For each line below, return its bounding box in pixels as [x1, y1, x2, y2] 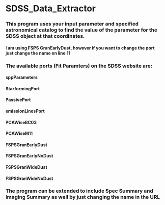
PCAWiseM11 [5, 130, 33, 136]
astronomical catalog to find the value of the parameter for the [5, 26, 158, 33]
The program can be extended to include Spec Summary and [5, 187, 154, 194]
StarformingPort [5, 85, 40, 91]
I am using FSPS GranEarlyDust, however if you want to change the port [5, 45, 155, 51]
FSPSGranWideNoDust [5, 175, 54, 181]
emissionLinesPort [5, 108, 45, 114]
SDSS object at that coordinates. [5, 33, 85, 40]
